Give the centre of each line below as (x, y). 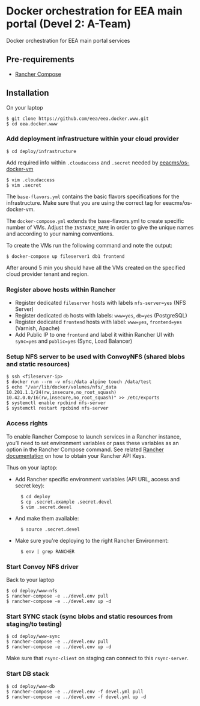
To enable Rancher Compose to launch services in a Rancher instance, (94, 436)
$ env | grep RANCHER (48, 551)
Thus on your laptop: (32, 467)
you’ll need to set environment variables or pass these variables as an (92, 443)
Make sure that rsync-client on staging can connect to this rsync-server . (98, 658)
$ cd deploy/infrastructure (41, 151)
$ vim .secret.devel (46, 507)
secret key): (30, 486)
